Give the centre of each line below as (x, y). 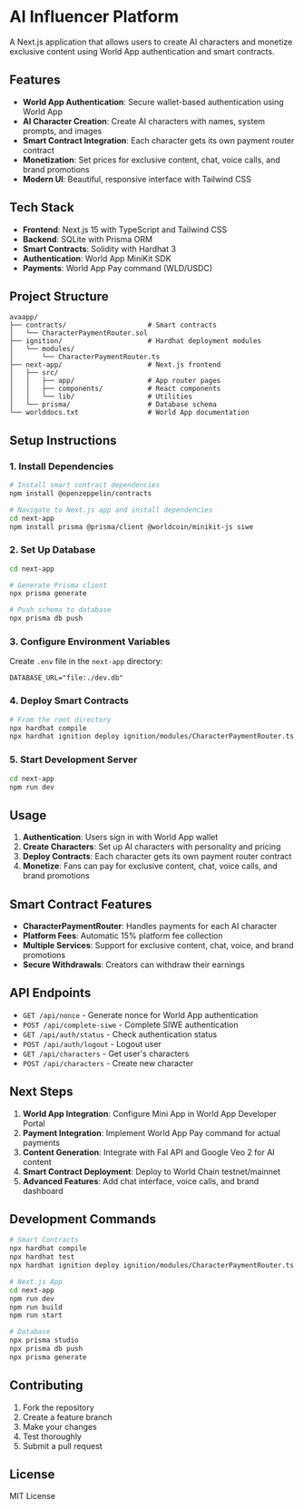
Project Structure (59, 296)
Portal (34, 1123)
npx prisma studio (44, 1340)
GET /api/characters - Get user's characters (106, 1053)
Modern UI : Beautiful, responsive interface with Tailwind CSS (137, 179)
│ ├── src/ (34, 373)
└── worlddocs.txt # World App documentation (129, 413)
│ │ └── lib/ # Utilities (101, 397)
